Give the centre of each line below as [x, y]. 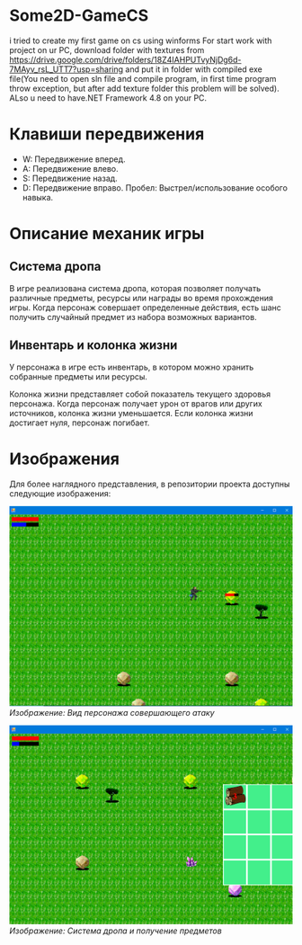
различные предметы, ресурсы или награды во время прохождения [142, 298]
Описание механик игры [107, 234]
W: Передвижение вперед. [74, 159]
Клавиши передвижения [107, 134]
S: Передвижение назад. [70, 178]
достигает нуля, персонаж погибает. [80, 423]
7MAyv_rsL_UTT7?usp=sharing [67, 69]
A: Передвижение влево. [70, 168]
